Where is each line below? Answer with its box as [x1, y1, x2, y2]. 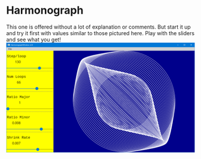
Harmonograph [6, 4, 84, 17]
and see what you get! [6, 36, 61, 43]
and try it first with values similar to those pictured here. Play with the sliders [6, 29, 195, 36]
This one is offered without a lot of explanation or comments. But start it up [6, 23, 191, 30]
